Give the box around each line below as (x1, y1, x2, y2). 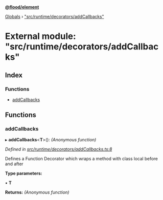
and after (5, 161, 23, 167)
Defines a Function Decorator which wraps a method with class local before (5, 156, 158, 161)
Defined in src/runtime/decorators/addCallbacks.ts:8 (5, 146, 113, 152)
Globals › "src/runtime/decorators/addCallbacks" (5, 14, 104, 19)
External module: (5, 31, 76, 42)
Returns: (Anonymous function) (5, 189, 70, 195)
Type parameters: (5, 170, 43, 176)
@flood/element (5, 4, 39, 10)
